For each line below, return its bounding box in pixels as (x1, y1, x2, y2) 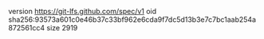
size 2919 (46, 23, 78, 32)
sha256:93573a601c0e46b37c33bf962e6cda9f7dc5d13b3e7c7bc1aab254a (8, 15, 257, 24)
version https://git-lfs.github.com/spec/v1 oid (8, 7, 157, 16)
